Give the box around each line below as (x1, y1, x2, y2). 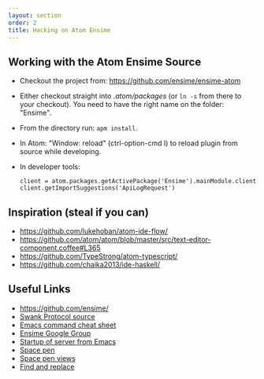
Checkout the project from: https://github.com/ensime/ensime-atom (19, 76, 241, 86)
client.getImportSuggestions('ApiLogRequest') (19, 184, 176, 193)
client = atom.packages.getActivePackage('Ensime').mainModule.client (19, 178, 257, 186)
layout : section (8, 11, 61, 20)
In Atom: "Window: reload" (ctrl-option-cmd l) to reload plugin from (19, 138, 239, 148)
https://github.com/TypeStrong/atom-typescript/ (19, 252, 178, 260)
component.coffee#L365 (19, 243, 101, 252)
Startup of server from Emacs (19, 337, 117, 346)
